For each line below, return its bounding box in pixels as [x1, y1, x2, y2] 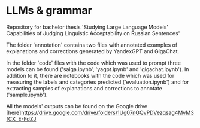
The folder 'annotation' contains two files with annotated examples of [6, 41, 178, 48]
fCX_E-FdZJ [6, 115, 37, 123]
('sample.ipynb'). [6, 91, 48, 98]
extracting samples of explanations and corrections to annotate [6, 84, 163, 92]
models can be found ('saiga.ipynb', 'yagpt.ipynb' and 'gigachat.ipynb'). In [6, 65, 190, 72]
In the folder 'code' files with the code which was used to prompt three [6, 59, 181, 66]
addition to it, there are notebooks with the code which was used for [6, 72, 175, 79]
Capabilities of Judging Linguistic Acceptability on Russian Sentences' [6, 29, 180, 36]
